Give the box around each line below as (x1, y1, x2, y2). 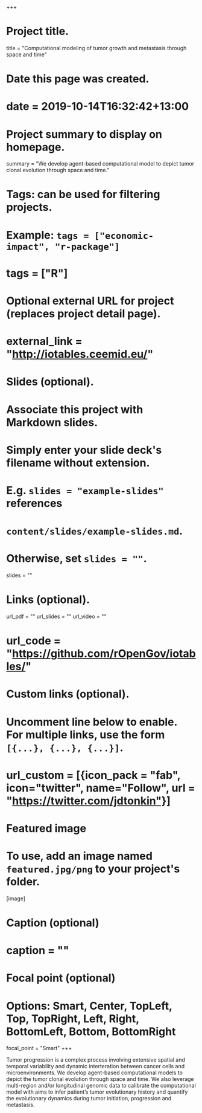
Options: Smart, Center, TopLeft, (6, 999, 172, 1013)
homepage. (6, 140, 65, 154)
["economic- (94, 230, 154, 242)
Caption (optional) (6, 916, 99, 930)
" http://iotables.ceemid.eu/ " (6, 347, 154, 361)
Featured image (6, 821, 86, 835)
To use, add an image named (6, 850, 153, 863)
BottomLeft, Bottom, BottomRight (6, 1025, 176, 1038)
